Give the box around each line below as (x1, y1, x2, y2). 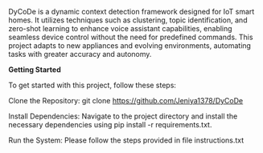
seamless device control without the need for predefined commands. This (8, 32, 253, 42)
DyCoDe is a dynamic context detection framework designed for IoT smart (8, 7, 255, 16)
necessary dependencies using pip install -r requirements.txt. (8, 120, 212, 129)
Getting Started (8, 65, 62, 74)
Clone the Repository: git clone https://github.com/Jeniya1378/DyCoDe (8, 96, 244, 105)
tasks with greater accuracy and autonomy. (8, 50, 152, 58)
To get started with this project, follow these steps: (8, 80, 177, 90)
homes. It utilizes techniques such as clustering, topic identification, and (8, 15, 248, 25)
